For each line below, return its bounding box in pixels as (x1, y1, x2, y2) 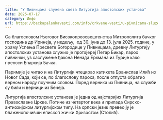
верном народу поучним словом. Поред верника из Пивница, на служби (5, 80, 157, 86)
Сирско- (124, 99, 142, 105)
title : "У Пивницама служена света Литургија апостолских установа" (5, 7, 147, 12)
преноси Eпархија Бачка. (5, 60, 57, 66)
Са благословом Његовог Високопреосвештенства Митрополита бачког (5, 34, 157, 40)
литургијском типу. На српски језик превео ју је (34, 104, 134, 110)
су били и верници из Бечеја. (5, 85, 65, 90)
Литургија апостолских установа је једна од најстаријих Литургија (5, 94, 144, 100)
